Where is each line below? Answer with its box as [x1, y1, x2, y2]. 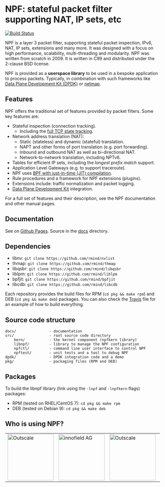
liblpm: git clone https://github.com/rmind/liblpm [12, 271, 117, 277]
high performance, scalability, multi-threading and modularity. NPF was [5, 50, 150, 56]
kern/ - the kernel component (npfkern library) [14, 338, 137, 343]
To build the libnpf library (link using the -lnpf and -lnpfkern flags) [5, 385, 140, 391]
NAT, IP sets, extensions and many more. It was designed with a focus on [5, 45, 154, 51]
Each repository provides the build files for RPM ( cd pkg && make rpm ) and [5, 291, 155, 297]
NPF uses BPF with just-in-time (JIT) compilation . [12, 170, 112, 176]
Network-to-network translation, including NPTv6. [19, 154, 121, 160]
